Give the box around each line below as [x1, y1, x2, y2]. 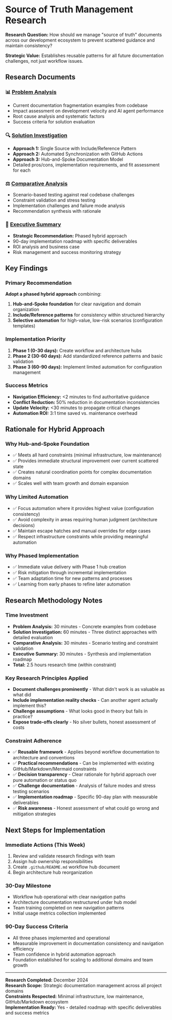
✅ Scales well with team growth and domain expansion [12, 480, 129, 486]
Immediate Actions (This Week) [5, 841, 85, 848]
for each [12, 167, 31, 173]
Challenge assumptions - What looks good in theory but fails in [12, 708, 148, 714]
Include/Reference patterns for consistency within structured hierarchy [12, 312, 165, 318]
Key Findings [5, 264, 48, 272]
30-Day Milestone [5, 882, 51, 889]
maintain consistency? [5, 42, 53, 48]
